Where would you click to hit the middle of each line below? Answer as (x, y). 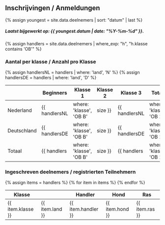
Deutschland (22, 131)
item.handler (84, 209)
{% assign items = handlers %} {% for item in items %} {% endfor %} (75, 183)
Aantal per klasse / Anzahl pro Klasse (51, 62)
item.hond (117, 209)
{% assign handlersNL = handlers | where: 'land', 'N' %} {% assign (72, 72)
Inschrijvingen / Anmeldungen (53, 8)
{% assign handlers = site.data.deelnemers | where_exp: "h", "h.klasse (76, 43)
